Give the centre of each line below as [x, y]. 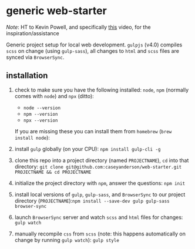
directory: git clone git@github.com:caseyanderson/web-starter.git [98, 166]
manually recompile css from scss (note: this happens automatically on [100, 234]
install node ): [32, 137]
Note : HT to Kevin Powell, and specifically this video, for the [78, 27]
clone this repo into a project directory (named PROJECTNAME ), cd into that [102, 160]
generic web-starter [56, 11]
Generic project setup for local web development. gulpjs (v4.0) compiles [94, 45]
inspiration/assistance [33, 33]
